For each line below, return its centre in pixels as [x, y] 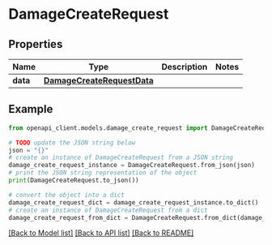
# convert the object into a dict [67, 195]
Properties [36, 44]
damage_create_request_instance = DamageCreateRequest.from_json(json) [132, 165]
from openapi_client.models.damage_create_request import [108, 128]
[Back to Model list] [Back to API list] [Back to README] [101, 233]
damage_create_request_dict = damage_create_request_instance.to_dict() [134, 202]
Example [31, 109]
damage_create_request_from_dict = [68, 217]
